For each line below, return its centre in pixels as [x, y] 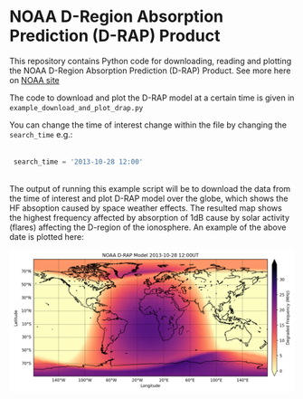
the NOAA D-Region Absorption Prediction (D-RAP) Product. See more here [150, 71]
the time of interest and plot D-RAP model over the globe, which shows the [149, 198]
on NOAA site [35, 80]
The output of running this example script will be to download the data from [150, 188]
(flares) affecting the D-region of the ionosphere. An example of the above [148, 227]
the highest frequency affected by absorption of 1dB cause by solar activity [150, 217]
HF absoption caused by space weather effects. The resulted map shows [146, 208]
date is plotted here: [47, 236]
